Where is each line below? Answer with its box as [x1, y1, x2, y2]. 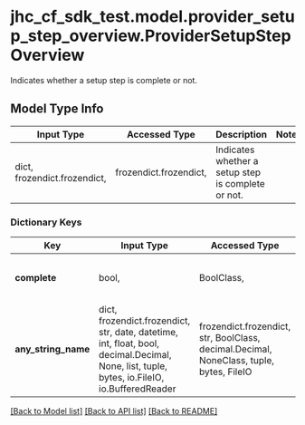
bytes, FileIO [198, 365, 253, 378]
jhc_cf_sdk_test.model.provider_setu [10, 6, 295, 27]
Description [215, 128, 268, 140]
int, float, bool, [99, 337, 159, 350]
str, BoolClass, [198, 332, 261, 344]
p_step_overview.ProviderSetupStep [10, 25, 292, 46]
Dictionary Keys [10, 216, 82, 228]
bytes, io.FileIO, [99, 372, 165, 384]
